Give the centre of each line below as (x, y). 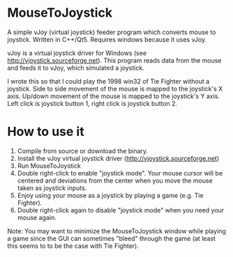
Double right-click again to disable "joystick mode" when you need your (121, 210)
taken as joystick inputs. (52, 188)
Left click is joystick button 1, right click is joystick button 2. (92, 103)
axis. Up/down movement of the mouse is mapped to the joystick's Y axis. (114, 96)
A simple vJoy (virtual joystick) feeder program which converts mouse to (112, 32)
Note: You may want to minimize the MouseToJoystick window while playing (117, 231)
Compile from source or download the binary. (83, 150)
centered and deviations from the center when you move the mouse (115, 180)
